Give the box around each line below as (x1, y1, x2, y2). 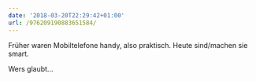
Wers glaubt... (8, 64, 54, 73)
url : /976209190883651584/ (8, 19, 97, 27)
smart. (8, 49, 29, 58)
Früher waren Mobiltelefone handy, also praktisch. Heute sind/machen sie (8, 40, 248, 50)
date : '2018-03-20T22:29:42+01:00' (8, 11, 125, 20)
